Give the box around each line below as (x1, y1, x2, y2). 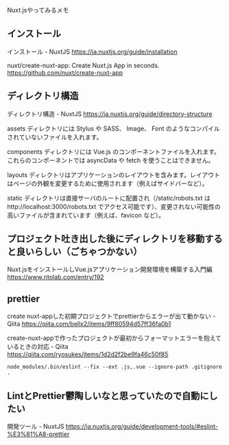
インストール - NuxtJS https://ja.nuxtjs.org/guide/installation (7, 47, 178, 56)
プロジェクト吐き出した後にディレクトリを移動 (7, 233, 205, 245)
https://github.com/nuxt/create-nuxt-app (7, 68, 123, 77)
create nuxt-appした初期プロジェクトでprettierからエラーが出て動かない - (7, 312, 216, 321)
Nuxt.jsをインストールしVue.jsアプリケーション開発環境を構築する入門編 (7, 265, 213, 273)
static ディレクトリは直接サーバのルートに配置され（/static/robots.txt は (7, 194, 210, 202)
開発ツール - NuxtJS (7, 422, 64, 431)
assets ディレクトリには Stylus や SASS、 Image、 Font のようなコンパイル (7, 124, 221, 133)
